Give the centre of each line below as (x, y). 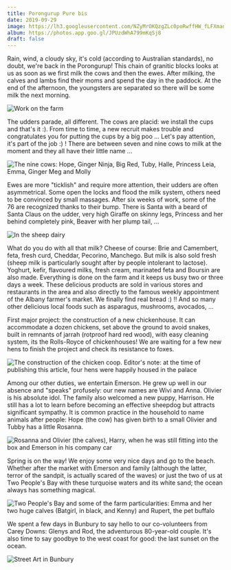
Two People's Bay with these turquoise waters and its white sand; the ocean (115, 483)
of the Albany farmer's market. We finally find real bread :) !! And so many (112, 299)
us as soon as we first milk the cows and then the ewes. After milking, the (111, 74)
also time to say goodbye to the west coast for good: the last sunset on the (113, 539)
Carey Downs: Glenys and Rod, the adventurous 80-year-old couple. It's (109, 531)
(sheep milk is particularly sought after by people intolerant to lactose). (107, 263)
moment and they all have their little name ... (70, 151)
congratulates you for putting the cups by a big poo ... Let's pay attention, (111, 136)
